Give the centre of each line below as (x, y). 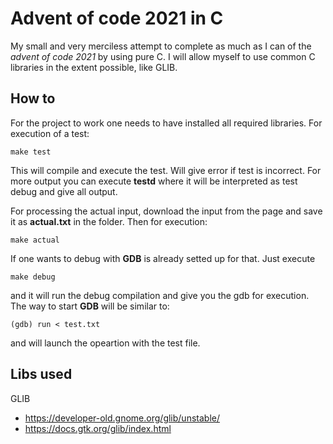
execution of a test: (50, 133)
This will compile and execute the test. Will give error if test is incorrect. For (166, 170)
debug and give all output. (64, 191)
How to (33, 98)
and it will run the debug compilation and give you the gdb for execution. (160, 295)
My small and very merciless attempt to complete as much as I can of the (161, 46)
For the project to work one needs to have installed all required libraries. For (166, 123)
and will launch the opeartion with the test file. (105, 343)
